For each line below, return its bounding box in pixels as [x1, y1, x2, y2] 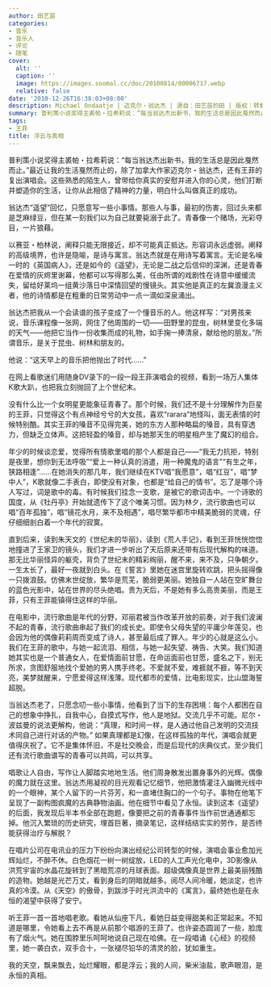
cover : [8, 57, 31, 65]
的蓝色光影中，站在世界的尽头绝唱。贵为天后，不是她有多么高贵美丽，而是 [8, 584, 256, 594]
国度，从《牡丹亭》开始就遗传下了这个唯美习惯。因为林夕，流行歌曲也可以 [8, 497, 256, 507]
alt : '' [15, 65, 42, 73]
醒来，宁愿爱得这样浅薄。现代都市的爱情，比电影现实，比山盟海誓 [43, 672, 263, 682]
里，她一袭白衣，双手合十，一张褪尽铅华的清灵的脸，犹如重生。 [8, 943, 220, 952]
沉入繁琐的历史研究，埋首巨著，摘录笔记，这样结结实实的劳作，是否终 [29, 818, 263, 827]
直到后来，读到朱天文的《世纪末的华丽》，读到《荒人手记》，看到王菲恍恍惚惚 [8, 534, 263, 544]
